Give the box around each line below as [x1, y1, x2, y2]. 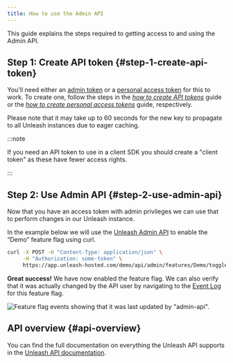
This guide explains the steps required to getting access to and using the [7, 29, 216, 37]
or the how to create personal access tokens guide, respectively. [7, 100, 193, 109]
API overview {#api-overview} [7, 323, 141, 335]
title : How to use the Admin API [7, 10, 104, 17]
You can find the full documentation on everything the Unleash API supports [7, 341, 225, 349]
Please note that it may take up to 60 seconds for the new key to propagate [7, 114, 223, 122]
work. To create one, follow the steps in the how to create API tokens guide [7, 93, 222, 101]
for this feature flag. [7, 289, 64, 297]
